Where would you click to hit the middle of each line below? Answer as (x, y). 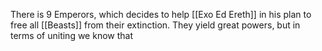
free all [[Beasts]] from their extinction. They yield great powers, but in (155, 25)
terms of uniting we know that (71, 35)
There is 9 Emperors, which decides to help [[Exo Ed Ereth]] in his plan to (161, 14)
